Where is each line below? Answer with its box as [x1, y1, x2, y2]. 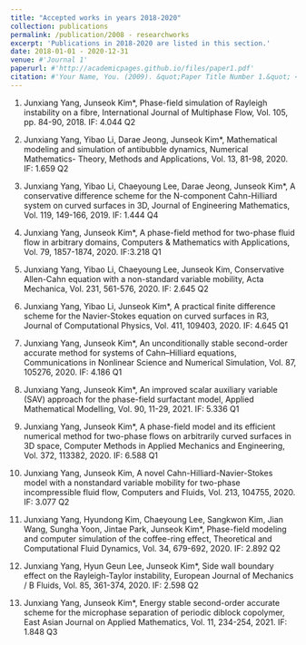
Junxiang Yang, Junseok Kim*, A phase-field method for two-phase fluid [23, 227, 296, 238]
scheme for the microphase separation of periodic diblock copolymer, [23, 607, 285, 618]
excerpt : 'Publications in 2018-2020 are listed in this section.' [10, 38, 271, 48]
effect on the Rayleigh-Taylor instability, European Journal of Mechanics [23, 570, 294, 581]
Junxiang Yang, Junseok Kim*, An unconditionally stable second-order [23, 337, 289, 348]
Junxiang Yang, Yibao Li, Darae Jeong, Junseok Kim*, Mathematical [23, 133, 278, 145]
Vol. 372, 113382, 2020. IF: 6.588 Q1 [23, 450, 158, 461]
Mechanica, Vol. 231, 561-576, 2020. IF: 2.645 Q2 [23, 283, 210, 294]
